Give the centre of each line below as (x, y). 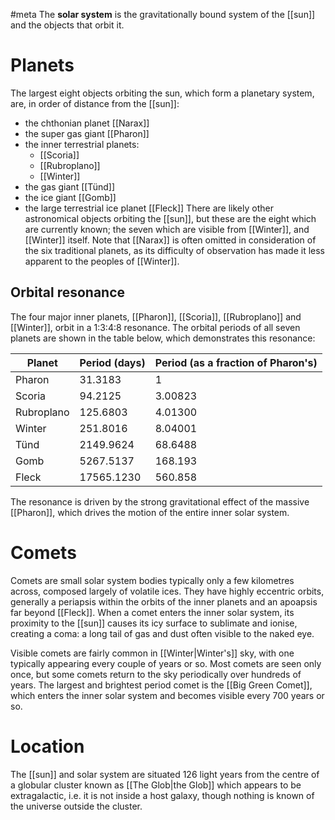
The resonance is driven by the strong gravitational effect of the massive (160, 501)
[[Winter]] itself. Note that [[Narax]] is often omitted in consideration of (170, 240)
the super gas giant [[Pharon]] (87, 133)
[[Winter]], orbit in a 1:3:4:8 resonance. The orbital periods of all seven (155, 327)
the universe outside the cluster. (76, 806)
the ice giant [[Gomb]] (70, 197)
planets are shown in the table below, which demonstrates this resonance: (163, 338)
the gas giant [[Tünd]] (70, 186)
